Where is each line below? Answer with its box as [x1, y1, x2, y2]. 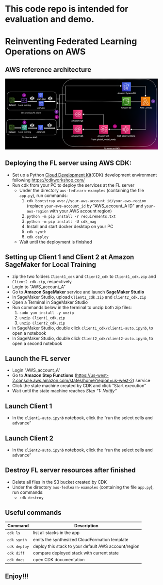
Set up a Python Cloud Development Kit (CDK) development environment [12, 172, 157, 178]
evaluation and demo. [5, 14, 95, 25]
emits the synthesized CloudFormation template [33, 536, 129, 542]
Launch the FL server [5, 354, 70, 362]
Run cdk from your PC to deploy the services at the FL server [12, 182, 135, 188]
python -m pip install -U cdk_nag [26, 219, 97, 224]
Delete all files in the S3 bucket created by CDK [12, 479, 107, 485]
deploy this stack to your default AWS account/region [33, 543, 140, 549]
